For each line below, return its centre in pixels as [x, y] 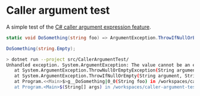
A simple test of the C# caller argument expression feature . [79, 27]
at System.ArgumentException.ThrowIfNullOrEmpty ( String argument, [98, 76]
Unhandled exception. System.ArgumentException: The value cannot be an [98, 65]
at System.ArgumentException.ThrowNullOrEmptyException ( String [94, 70]
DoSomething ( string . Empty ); [41, 48]
